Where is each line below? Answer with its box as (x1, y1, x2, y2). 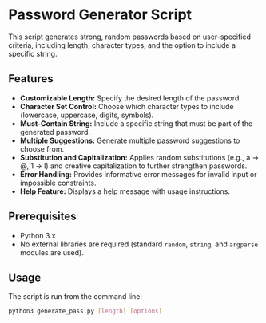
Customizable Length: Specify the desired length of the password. (19, 93, 242, 103)
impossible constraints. (19, 178, 97, 187)
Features (8, 72, 54, 85)
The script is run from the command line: (8, 292, 142, 301)
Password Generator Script (8, 6, 193, 24)
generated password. (19, 127, 90, 136)
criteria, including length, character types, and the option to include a (8, 40, 236, 49)
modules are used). (19, 247, 84, 257)
